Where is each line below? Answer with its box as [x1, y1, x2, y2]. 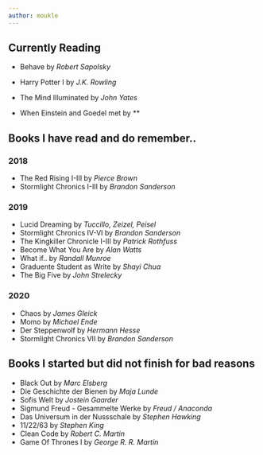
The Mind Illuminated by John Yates [19, 93, 137, 103]
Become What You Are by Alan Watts [19, 245, 142, 255]
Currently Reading [8, 41, 101, 55]
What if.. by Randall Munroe [19, 254, 111, 263]
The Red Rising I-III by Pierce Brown [19, 173, 137, 183]
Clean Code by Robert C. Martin [19, 429, 126, 438]
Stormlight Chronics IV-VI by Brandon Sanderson [19, 228, 181, 238]
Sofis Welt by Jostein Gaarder [19, 395, 119, 404]
